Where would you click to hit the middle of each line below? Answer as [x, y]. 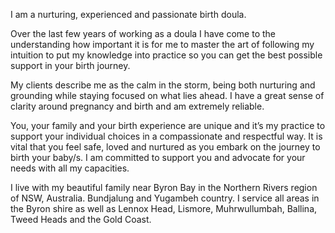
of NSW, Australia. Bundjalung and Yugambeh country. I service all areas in [165, 198]
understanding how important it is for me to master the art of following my [162, 44]
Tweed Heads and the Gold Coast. [81, 219]
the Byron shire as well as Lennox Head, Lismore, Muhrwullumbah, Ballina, [164, 208]
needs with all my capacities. [70, 168]
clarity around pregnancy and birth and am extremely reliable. [137, 106]
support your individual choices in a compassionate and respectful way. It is [166, 136]
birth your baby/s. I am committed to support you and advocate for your [158, 157]
